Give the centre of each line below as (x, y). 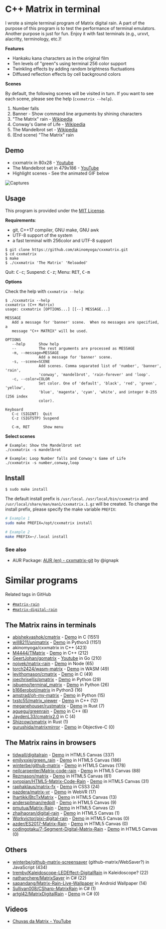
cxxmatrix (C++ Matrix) (30, 305)
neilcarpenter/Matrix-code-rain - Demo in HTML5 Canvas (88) (76, 770)
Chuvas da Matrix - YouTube (42, 922)
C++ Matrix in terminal (53, 9)
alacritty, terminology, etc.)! (33, 39)
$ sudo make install (27, 490)
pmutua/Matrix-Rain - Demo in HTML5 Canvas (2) (64, 808)
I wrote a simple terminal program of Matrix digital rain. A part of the (75, 23)
